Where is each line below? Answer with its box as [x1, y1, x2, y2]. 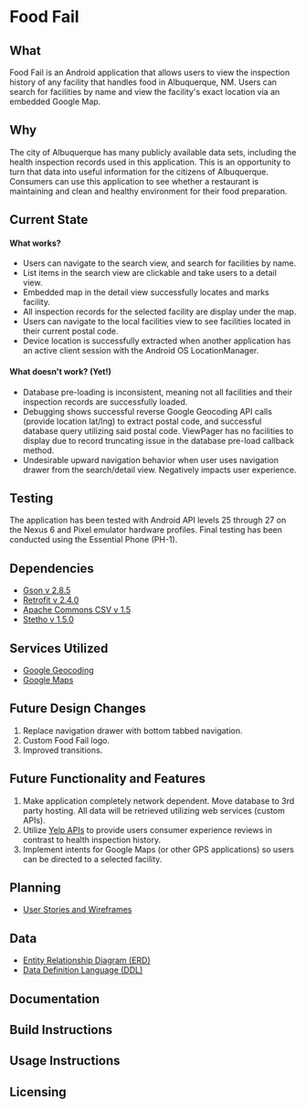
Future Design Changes [9, 701, 146, 716]
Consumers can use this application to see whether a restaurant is [9, 175, 259, 186]
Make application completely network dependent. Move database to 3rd [22, 795, 295, 806]
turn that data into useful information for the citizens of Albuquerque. [9, 166, 269, 177]
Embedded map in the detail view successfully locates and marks [22, 287, 269, 298]
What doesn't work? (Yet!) [9, 366, 111, 376]
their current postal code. [22, 326, 119, 337]
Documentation [9, 991, 100, 1007]
